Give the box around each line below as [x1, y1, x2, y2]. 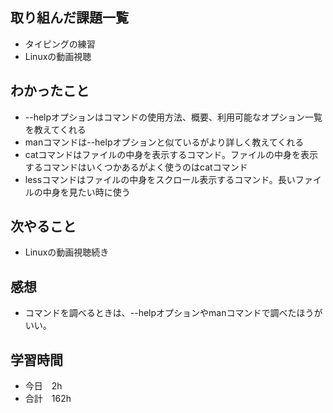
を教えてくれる [24, 123, 87, 135]
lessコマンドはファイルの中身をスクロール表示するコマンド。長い [24, 173, 296, 185]
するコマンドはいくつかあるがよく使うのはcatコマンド [24, 161, 248, 173]
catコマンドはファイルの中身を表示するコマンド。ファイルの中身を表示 [24, 148, 319, 160]
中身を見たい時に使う [42, 186, 131, 198]
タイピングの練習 [24, 38, 96, 50]
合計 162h [24, 393, 72, 405]
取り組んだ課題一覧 [10, 9, 129, 27]
